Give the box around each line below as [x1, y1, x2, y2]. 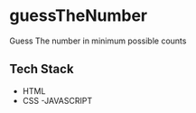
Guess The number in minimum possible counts [9, 35, 187, 46]
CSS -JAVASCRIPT [22, 95, 93, 106]
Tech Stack [9, 61, 74, 77]
